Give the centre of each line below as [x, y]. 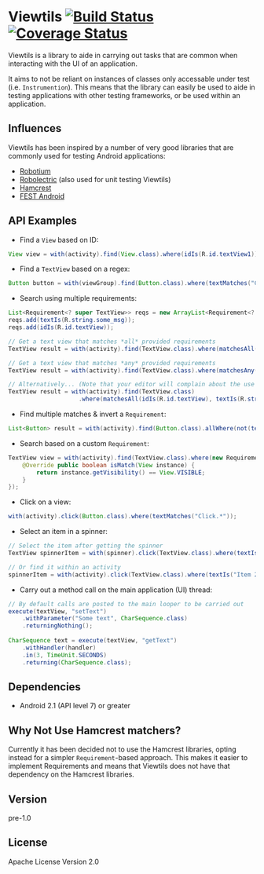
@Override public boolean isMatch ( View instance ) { [108, 465]
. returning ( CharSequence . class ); [77, 662]
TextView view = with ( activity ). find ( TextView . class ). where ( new [115, 458]
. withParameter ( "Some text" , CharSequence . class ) [105, 619]
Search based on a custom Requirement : [84, 443]
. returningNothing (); [57, 626]
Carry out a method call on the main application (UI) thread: [116, 590]
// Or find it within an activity [65, 567]
